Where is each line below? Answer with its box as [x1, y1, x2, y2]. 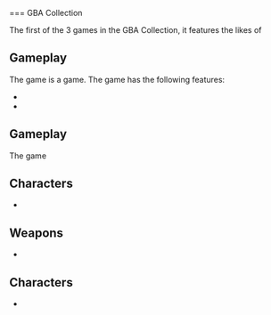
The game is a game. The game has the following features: [9, 74, 226, 85]
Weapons [9, 225, 64, 240]
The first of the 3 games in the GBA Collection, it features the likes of [9, 25, 262, 35]
